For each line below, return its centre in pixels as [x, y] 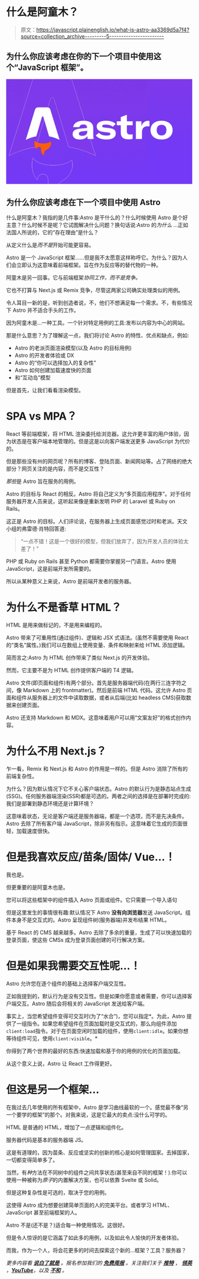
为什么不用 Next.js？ [56, 751]
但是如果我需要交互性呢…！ [74, 966]
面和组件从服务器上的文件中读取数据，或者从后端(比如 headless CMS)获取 [96, 698]
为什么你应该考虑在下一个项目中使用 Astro [83, 202]
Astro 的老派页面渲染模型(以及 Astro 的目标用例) [73, 348]
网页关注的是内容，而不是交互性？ [63, 469]
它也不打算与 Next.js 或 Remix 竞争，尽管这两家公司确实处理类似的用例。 [95, 290]
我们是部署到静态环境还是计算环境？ [50, 803]
